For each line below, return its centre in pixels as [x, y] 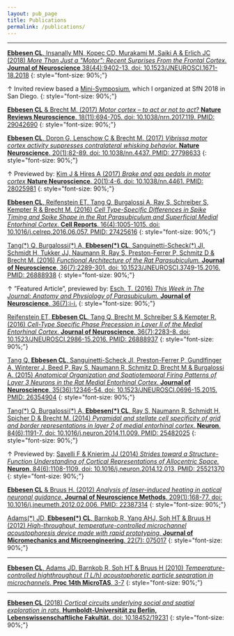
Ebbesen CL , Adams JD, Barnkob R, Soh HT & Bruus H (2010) [95, 568]
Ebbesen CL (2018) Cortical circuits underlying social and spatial [101, 603]
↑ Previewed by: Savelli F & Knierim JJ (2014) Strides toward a [97, 454]
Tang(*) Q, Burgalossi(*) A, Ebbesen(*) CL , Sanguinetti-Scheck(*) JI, [106, 246]
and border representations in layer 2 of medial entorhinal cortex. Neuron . [114, 426]
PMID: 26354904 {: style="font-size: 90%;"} [71, 397]
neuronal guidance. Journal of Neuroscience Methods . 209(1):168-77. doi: [115, 497]
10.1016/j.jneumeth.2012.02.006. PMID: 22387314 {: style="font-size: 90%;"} [117, 505]
